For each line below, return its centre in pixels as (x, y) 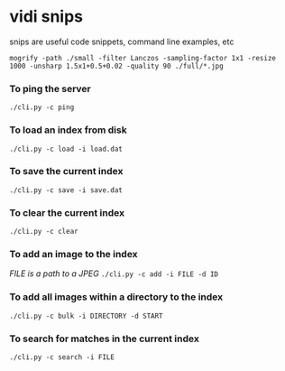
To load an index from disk (69, 130)
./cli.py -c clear (44, 232)
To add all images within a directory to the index (116, 297)
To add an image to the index (74, 255)
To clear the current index (67, 212)
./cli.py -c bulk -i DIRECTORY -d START (87, 316)
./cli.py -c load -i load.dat (66, 149)
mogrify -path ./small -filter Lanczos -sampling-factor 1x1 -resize (143, 58)
